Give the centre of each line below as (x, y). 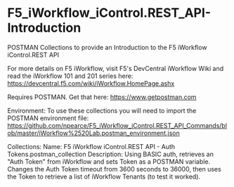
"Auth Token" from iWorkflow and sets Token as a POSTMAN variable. (109, 161)
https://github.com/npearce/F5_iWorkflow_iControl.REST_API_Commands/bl (117, 125)
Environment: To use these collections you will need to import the (102, 110)
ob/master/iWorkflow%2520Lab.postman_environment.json (94, 133)
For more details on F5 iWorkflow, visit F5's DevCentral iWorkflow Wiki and (115, 68)
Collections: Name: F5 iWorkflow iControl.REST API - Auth (91, 146)
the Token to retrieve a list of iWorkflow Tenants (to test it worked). (104, 176)
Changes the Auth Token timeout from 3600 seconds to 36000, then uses (114, 169)
